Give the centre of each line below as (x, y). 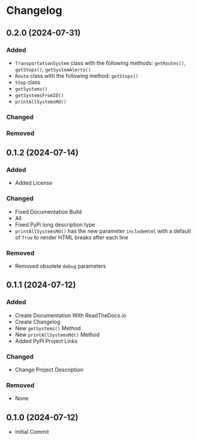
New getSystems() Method (48, 328)
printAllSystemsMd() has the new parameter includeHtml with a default (103, 231)
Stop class (28, 82)
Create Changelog (38, 322)
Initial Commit (32, 432)
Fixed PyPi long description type (55, 224)
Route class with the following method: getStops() (77, 75)
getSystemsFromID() (39, 95)
